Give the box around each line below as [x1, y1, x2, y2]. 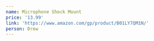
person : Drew [5, 25, 39, 32]
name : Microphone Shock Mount [5, 8, 82, 15]
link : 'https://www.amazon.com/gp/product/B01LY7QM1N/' [5, 20, 149, 26]
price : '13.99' [5, 14, 44, 20]
